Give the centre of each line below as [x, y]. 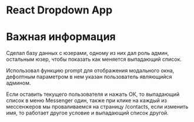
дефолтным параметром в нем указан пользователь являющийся [89, 77]
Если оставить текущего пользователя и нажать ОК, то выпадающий [93, 95]
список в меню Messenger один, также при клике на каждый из [87, 100]
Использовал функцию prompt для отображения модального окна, [90, 71]
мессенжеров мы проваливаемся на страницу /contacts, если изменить [97, 107]
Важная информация [61, 37]
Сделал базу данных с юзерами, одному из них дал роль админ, [88, 53]
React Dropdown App [59, 10]
